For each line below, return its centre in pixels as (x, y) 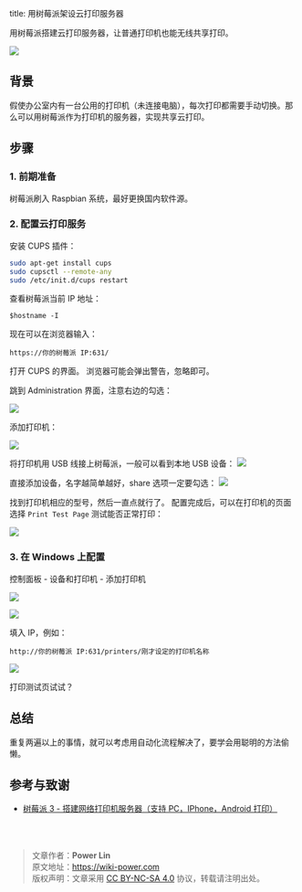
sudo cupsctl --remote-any (61, 271)
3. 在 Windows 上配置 (57, 557)
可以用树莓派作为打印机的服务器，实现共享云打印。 (113, 116)
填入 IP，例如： (38, 632)
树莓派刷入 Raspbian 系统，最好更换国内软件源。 (101, 198)
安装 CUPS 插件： (43, 246)
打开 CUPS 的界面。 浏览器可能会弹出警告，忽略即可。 (112, 371)
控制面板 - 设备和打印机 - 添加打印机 (78, 579)
